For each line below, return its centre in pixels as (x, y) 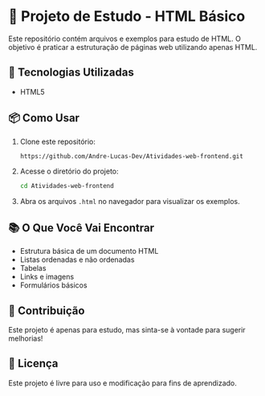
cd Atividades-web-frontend (67, 186)
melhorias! (26, 338)
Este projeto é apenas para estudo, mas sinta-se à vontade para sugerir (127, 329)
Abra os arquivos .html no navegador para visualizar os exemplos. (130, 202)
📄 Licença (33, 363)
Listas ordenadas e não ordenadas (77, 259)
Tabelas (33, 268)
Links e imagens (47, 277)
